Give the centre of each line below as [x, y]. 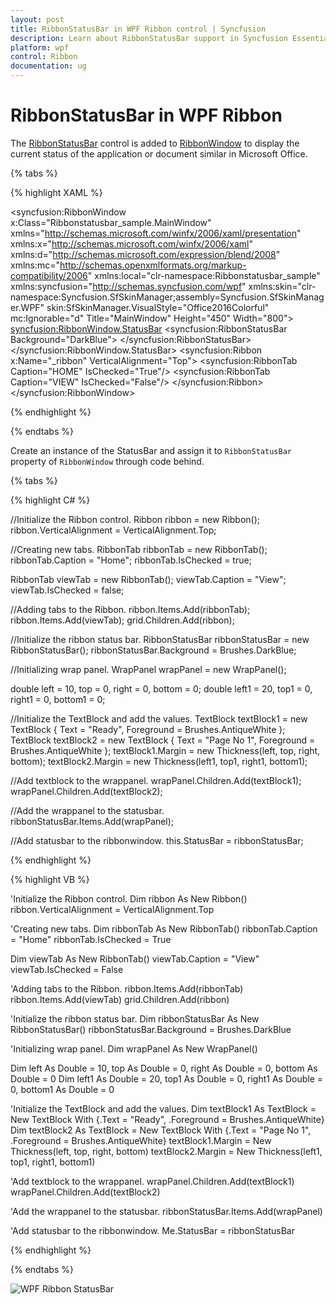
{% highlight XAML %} [56, 192]
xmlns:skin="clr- [282, 286]
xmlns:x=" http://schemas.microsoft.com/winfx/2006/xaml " [131, 243]
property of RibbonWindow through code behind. [107, 461]
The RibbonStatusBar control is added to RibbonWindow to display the [155, 143]
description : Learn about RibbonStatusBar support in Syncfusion [149, 38]
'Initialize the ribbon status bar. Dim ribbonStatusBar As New [135, 1018]
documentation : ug [48, 66]
